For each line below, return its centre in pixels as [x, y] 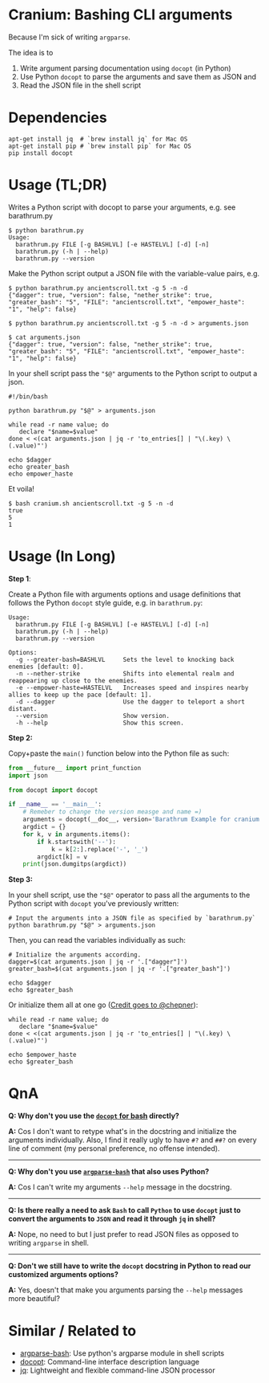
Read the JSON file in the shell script [80, 85]
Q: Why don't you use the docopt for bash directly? [94, 1116]
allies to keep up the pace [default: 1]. [80, 695]
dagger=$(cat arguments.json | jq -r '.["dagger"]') [98, 962]
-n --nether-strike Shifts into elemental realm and [125, 673]
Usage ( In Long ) [62, 557]
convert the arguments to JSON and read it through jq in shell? [112, 1219]
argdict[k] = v [62, 857]
